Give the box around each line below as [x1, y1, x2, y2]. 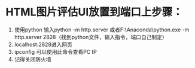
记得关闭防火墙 [14, 56, 51, 63]
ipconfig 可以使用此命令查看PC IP [14, 48, 97, 55]
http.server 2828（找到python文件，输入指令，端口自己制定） [14, 33, 168, 40]
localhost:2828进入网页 [14, 41, 73, 48]
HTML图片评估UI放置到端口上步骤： [5, 5, 183, 19]
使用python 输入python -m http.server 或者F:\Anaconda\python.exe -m [14, 26, 190, 33]
